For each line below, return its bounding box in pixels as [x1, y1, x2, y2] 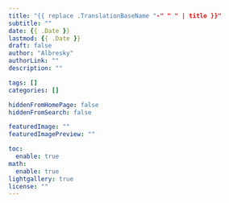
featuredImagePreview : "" [8, 130, 95, 139]
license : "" [8, 182, 48, 190]
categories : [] [8, 86, 60, 94]
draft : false [8, 42, 52, 50]
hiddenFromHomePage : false [8, 101, 99, 109]
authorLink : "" [8, 57, 60, 65]
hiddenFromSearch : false [8, 108, 92, 117]
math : [8, 159, 27, 168]
